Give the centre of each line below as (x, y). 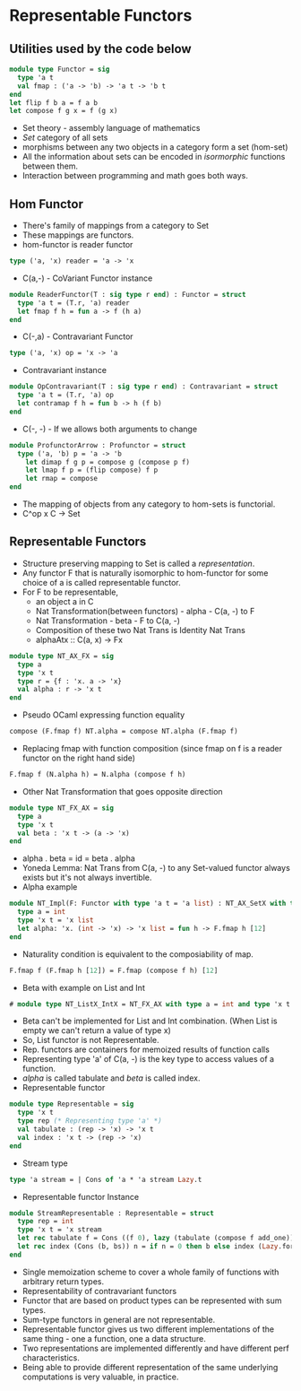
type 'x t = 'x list (56, 920)
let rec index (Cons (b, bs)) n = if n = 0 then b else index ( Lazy (148, 1247)
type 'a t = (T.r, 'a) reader (73, 303)
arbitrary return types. (63, 1281)
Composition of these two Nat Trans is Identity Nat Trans (141, 630)
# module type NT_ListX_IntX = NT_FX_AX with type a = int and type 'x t (150, 1004)
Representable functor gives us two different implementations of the (148, 1329)
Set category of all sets (65, 138)
